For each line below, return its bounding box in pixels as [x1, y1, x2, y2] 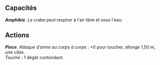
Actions [5, 31, 29, 40]
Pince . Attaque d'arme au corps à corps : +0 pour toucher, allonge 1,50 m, [5, 44, 156, 50]
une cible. [5, 49, 25, 55]
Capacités [5, 4, 37, 12]
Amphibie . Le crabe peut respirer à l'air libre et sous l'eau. [5, 17, 123, 22]
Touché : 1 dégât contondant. [5, 54, 64, 60]
